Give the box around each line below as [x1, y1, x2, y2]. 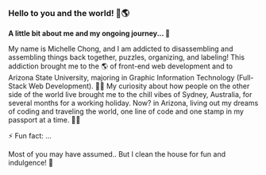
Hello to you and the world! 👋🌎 [8, 7, 129, 18]
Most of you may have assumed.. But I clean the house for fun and [8, 150, 226, 159]
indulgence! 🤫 [8, 158, 54, 168]
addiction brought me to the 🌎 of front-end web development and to [8, 61, 233, 71]
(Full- [236, 73, 254, 83]
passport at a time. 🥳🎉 [8, 115, 81, 125]
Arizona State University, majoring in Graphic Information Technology [8, 73, 235, 83]
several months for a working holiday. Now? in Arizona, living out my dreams [8, 99, 259, 108]
